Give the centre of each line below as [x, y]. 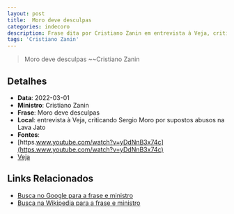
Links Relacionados [50, 179]
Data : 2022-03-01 [43, 97]
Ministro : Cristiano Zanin [53, 105]
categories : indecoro [39, 26]
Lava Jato [31, 127]
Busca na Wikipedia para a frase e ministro [79, 203]
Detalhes [27, 81]
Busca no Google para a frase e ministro [75, 195]
